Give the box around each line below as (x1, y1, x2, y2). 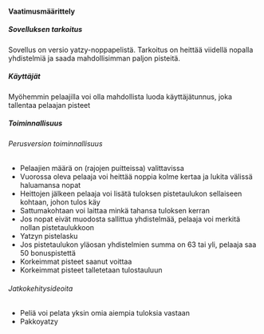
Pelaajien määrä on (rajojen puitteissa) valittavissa (19, 164, 185, 173)
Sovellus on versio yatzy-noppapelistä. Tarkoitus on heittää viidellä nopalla (8, 45, 254, 54)
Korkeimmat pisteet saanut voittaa (19, 256, 132, 267)
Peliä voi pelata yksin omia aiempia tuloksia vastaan (19, 308, 190, 318)
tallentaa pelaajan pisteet (8, 100, 91, 109)
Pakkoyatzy (19, 316, 58, 327)
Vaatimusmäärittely (8, 6, 76, 16)
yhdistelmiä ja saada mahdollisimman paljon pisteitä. (8, 53, 181, 63)
